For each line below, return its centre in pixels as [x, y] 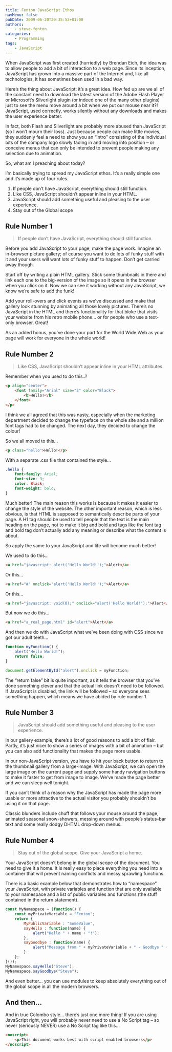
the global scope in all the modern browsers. [52, 986]
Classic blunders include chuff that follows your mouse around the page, [82, 813]
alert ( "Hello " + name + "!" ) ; [66, 933]
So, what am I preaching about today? [45, 163]
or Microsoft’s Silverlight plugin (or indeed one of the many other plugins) [83, 100]
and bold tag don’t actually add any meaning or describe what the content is [86, 530]
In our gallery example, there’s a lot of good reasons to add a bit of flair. [81, 740]
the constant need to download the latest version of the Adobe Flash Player [85, 94]
